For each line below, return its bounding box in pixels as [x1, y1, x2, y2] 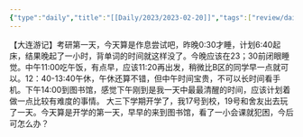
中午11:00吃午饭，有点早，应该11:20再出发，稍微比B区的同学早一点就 [24, 61, 281, 72]
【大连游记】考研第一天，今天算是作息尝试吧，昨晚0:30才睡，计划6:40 [9, 39, 273, 50]
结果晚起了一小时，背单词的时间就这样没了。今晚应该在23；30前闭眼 [24, 50, 282, 61]
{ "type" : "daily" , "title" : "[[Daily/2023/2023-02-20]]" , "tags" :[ [9, 13, 252, 23]
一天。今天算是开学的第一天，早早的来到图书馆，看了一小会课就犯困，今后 [16, 106, 294, 117]
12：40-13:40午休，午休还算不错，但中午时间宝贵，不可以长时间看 [24, 73, 273, 84]
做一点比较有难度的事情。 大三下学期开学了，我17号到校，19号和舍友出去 [9, 96, 280, 106]
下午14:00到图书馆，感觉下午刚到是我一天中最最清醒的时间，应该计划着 [24, 84, 291, 95]
